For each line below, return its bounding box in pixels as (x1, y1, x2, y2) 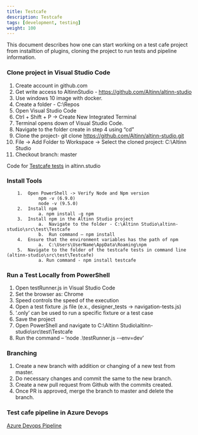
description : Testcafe (6, 14, 62, 20)
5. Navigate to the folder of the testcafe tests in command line (17, 247, 186, 253)
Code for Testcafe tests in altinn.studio (6, 162, 101, 169)
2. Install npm (17, 206, 58, 212)
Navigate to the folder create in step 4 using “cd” (15, 126, 134, 133)
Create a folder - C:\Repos (15, 101, 80, 108)
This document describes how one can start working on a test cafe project (6, 41, 188, 48)
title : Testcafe (6, 8, 47, 15)
